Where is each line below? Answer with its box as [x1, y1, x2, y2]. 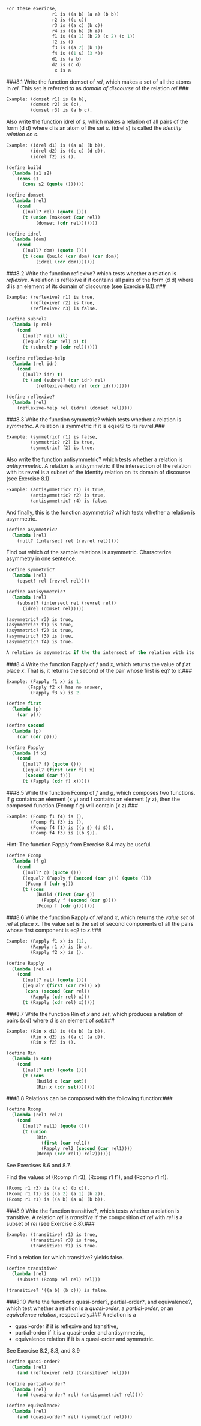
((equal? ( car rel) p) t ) [22, 338, 87, 344]
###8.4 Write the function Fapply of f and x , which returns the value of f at [6, 660, 191, 667]
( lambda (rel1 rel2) [11, 1112, 63, 1118]
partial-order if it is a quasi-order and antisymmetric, [14, 1329, 145, 1336]
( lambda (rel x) [11, 965, 52, 972]
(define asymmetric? [6, 527, 58, 533]
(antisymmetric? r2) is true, [30, 492, 106, 498]
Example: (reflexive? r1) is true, [6, 294, 95, 300]
